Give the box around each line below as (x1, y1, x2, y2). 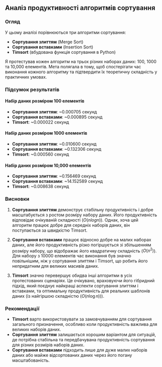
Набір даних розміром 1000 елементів (5, 130, 88, 136)
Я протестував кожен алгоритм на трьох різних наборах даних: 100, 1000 (5, 58, 157, 64)
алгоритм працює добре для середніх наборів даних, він (12, 222, 130, 228)
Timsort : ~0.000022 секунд (12, 119, 69, 125)
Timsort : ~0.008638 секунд (12, 184, 69, 190)
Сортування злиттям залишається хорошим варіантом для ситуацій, (12, 332, 156, 337)
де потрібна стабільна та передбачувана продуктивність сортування (12, 337, 155, 343)
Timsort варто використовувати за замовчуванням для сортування (12, 316, 152, 322)
